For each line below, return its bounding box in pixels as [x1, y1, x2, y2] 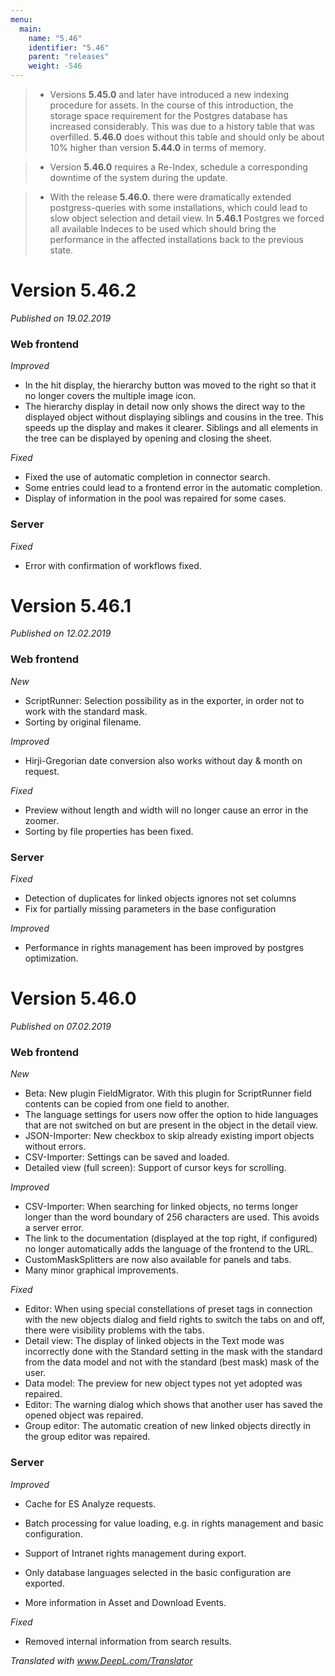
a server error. [24, 1222, 85, 1234]
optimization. [24, 952, 79, 965]
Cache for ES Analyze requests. [24, 1497, 157, 1510]
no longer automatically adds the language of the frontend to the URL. [24, 1243, 314, 1255]
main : [19, 24, 43, 34]
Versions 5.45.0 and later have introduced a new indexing [49, 89, 290, 100]
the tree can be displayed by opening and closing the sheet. [24, 432, 273, 445]
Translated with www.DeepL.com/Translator [10, 1654, 193, 1666]
